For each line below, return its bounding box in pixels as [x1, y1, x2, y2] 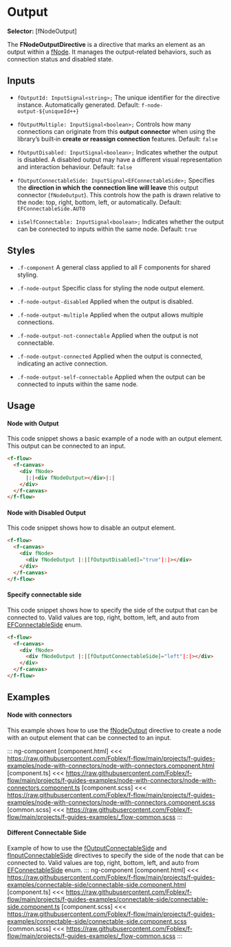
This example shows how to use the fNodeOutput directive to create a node [7, 726, 221, 735]
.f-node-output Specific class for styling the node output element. [16, 283, 205, 292]
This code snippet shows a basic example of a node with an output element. [7, 435, 223, 443]
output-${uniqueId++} [16, 108, 79, 114]
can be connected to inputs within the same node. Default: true [16, 225, 197, 233]
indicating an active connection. [16, 359, 108, 368]
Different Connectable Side [7, 828, 87, 837]
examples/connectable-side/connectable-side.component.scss [7, 917, 187, 925]
